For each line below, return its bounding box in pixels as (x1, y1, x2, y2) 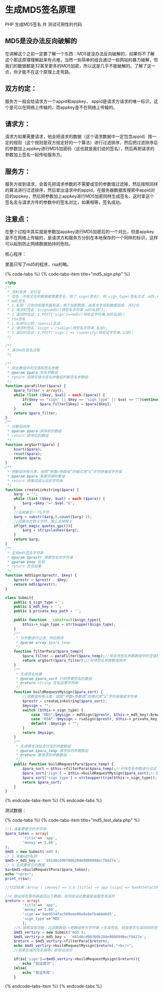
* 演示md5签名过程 (7, 348, 40, 353)
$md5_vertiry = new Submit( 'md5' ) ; (14, 929, 86, 935)
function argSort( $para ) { (5, 442, 60, 447)
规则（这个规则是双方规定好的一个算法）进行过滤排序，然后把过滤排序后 (13, 140, 158, 145)
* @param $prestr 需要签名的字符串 (7, 555, 74, 560)
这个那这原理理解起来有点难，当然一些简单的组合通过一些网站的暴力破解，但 (5, 57, 158, 63)
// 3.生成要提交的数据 (5, 863, 45, 868)
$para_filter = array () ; (14, 388, 64, 393)
